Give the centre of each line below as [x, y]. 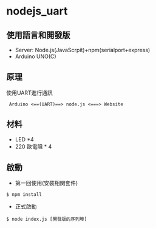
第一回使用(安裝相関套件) [46, 183]
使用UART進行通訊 [29, 93]
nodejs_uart [37, 11]
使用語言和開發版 [38, 35]
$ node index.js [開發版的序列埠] [47, 220]
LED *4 [25, 139]
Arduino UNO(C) [36, 56]
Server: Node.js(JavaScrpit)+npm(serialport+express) [83, 50]
